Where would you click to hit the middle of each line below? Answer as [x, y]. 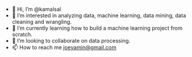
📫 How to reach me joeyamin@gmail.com [64, 47]
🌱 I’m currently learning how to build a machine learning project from [97, 28]
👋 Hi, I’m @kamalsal [36, 9]
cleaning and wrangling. [42, 22]
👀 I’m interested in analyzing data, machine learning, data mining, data [99, 15]
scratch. [22, 34]
